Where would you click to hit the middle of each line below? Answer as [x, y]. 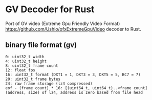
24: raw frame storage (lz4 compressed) [49, 83]
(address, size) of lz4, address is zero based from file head [74, 92]
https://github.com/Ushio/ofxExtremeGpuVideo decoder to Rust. [73, 29]
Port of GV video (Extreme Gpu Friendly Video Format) [63, 23]
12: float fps [20, 70]
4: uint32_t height [26, 61]
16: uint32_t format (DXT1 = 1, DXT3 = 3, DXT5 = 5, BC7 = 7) [73, 74]
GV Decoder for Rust [50, 9]
